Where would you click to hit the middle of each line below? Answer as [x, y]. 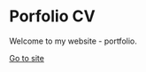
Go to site [27, 58]
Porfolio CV [52, 16]
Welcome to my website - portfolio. [73, 41]
